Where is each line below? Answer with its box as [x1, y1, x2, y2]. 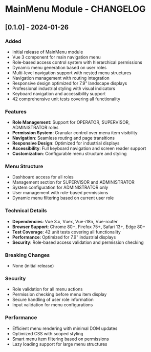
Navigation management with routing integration [12, 75, 110, 81]
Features [5, 108, 27, 115]
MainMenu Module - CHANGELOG [5, 3, 146, 15]
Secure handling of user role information [12, 296, 94, 303]
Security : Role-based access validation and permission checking [12, 239, 144, 245]
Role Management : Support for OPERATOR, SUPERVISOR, [12, 119, 130, 125]
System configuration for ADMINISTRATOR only [12, 184, 108, 190]
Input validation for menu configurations [12, 302, 93, 308]
